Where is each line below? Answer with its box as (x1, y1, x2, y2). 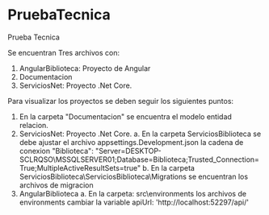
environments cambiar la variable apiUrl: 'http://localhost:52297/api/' (19, 197, 250, 207)
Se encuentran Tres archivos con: (7, 48, 120, 57)
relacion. (19, 120, 49, 130)
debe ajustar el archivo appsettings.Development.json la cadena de (19, 137, 244, 147)
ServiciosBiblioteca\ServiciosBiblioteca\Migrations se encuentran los (19, 172, 248, 181)
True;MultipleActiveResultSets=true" (19, 163, 141, 172)
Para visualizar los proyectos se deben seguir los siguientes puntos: (7, 96, 234, 105)
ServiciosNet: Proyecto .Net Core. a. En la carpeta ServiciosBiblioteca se (19, 129, 262, 139)
